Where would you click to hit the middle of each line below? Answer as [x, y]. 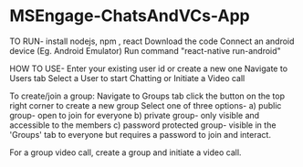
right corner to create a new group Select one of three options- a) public [146, 105]
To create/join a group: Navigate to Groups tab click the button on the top [147, 96]
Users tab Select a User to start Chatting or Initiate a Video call [127, 78]
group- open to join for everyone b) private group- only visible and [135, 115]
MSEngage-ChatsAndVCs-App [130, 16]
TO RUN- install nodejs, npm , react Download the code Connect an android [152, 41]
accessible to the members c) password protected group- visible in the [143, 125]
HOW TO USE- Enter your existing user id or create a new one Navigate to [149, 68]
